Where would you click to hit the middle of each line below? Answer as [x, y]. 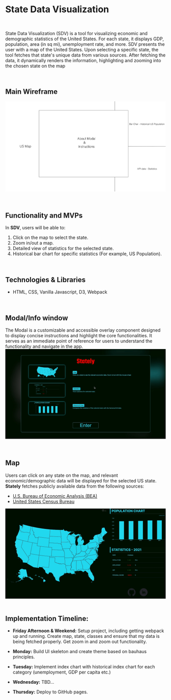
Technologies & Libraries [45, 279]
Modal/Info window [37, 318]
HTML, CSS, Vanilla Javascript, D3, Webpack [60, 292]
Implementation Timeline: [47, 618]
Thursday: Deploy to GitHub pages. [50, 692]
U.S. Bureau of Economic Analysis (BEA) [55, 496]
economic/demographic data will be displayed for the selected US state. [81, 480]
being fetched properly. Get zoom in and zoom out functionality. [80, 642]
